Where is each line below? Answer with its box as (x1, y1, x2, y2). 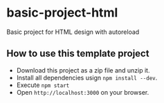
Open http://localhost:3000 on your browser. (16, 88, 149, 96)
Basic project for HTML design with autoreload (6, 28, 140, 36)
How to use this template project (6, 48, 149, 59)
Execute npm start (16, 81, 70, 89)
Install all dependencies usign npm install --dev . (16, 73, 158, 82)
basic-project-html (6, 5, 118, 21)
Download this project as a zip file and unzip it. (16, 66, 150, 74)
